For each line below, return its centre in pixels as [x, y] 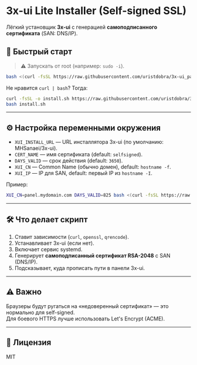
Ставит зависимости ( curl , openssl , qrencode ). [72, 236]
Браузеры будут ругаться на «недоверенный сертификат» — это [87, 306]
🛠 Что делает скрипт [47, 220]
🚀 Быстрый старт [39, 52]
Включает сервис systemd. [48, 249]
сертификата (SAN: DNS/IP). [42, 33]
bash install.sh [26, 104]
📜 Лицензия [29, 342]
